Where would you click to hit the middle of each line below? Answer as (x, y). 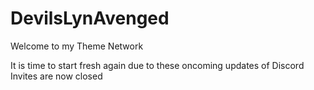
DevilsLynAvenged (90, 18)
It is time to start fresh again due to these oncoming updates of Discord (157, 65)
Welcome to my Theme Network (77, 46)
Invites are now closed (56, 76)
